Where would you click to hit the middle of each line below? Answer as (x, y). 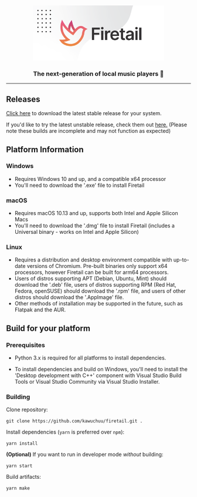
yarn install (22, 444)
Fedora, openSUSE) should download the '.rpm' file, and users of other (100, 291)
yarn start (19, 466)
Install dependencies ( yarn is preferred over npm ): (65, 432)
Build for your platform (48, 328)
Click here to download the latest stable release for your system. (84, 113)
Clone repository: (27, 409)
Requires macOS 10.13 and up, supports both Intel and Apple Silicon (96, 213)
